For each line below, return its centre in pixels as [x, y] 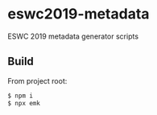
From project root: [37, 80]
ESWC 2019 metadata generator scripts [73, 36]
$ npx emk [24, 103]
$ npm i [21, 96]
